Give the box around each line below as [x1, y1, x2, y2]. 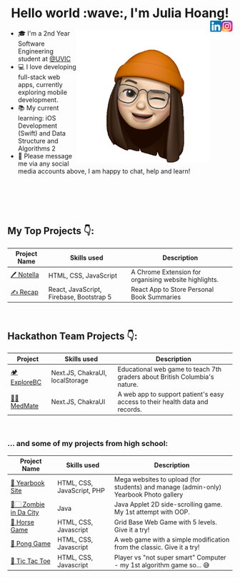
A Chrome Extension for [131, 268, 201, 276]
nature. [117, 380, 139, 388]
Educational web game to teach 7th [117, 365, 222, 373]
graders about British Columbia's [117, 372, 214, 381]
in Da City [10, 508, 39, 517]
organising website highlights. [131, 275, 219, 283]
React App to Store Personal [131, 285, 214, 293]
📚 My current [17, 103, 59, 112]
